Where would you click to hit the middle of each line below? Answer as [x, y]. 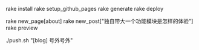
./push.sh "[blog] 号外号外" [39, 40]
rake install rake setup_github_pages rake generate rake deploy [85, 9]
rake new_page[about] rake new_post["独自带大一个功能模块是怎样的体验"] [99, 21]
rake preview [22, 28]
